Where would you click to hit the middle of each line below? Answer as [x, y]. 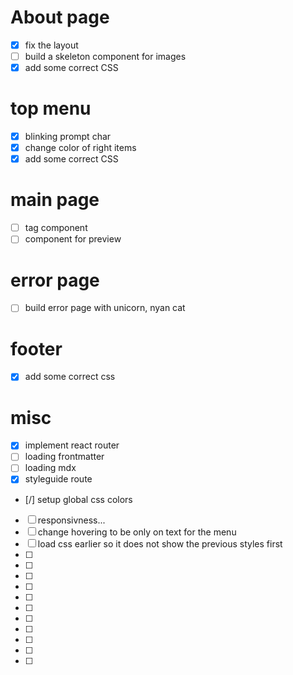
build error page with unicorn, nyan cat [105, 308]
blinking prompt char [68, 137]
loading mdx [50, 468]
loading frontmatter [64, 457]
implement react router [72, 445]
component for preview [73, 239]
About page [60, 17]
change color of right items [80, 148]
